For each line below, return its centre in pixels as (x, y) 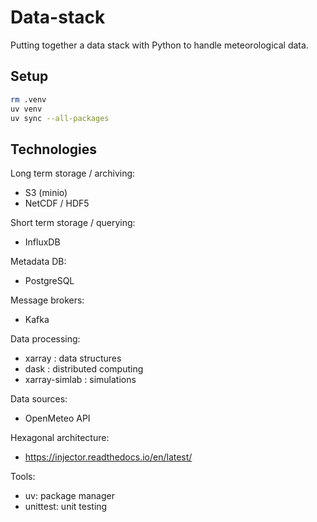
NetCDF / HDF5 (57, 203)
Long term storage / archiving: (73, 173)
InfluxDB (42, 242)
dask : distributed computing (84, 369)
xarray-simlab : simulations (80, 380)
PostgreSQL (49, 281)
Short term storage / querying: (73, 223)
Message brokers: (47, 300)
